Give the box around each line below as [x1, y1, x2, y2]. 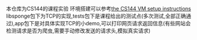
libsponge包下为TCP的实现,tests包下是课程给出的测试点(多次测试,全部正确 [6, 12, 186, 19]
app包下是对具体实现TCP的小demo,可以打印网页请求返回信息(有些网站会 [14, 20, 191, 26]
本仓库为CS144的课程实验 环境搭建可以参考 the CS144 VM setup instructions [6, 5, 192, 12]
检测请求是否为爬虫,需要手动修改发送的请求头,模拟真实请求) [6, 27, 151, 34]
